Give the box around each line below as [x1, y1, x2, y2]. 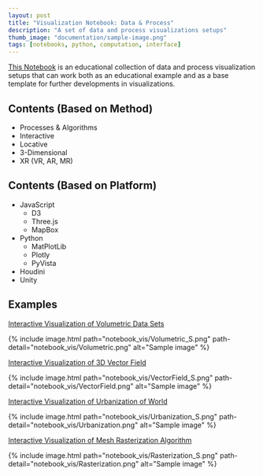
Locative [19, 139, 48, 149]
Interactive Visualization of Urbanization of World [8, 397, 168, 406]
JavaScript [19, 200, 55, 209]
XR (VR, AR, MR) [19, 156, 73, 165]
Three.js [31, 216, 59, 226]
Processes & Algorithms [19, 123, 98, 132]
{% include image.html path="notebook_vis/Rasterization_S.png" [8, 450, 219, 460]
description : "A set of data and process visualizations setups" [8, 26, 227, 34]
